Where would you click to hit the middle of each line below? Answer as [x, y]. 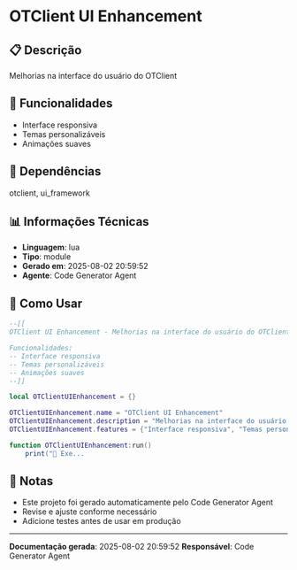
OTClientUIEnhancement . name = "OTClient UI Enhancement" [116, 413]
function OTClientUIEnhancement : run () [80, 445]
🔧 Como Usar [46, 303]
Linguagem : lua [51, 247]
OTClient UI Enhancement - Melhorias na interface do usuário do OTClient [150, 332]
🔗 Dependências [55, 171]
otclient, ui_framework [49, 193]
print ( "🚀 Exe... [55, 453]
